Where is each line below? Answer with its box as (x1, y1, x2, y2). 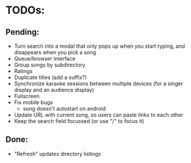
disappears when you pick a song (14, 49, 97, 56)
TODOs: (5, 4, 45, 17)
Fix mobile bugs (14, 99, 53, 106)
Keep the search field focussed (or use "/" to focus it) (14, 118, 144, 124)
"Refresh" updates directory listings (14, 150, 101, 157)
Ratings (14, 68, 33, 74)
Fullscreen (14, 92, 39, 99)
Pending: (5, 27, 39, 37)
